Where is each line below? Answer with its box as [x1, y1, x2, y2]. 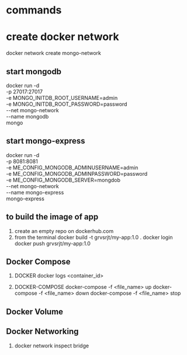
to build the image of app [6, 212, 99, 222]
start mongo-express [6, 136, 86, 146]
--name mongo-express [6, 189, 64, 196]
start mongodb [6, 67, 62, 76]
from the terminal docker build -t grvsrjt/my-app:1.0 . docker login [14, 234, 174, 241]
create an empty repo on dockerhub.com [14, 227, 114, 234]
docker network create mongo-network [6, 50, 101, 57]
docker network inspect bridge [14, 342, 89, 349]
